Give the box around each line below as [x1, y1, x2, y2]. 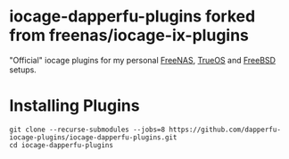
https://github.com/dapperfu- [169, 125, 281, 134]
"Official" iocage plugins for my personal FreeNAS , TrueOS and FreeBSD [9, 54, 277, 65]
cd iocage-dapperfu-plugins [9, 140, 114, 149]
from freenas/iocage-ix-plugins [9, 25, 250, 46]
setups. [9, 64, 37, 75]
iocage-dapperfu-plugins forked [9, 6, 256, 27]
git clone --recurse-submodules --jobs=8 [9, 125, 166, 134]
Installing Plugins [9, 96, 140, 116]
